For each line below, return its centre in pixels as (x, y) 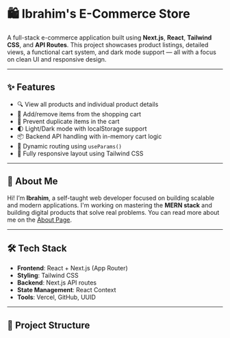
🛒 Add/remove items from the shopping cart (79, 114)
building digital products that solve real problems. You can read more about (113, 212)
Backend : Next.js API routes (57, 283)
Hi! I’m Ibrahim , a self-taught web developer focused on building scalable (111, 198)
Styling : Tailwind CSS (48, 276)
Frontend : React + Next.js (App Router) (72, 268)
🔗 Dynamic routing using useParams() (69, 146)
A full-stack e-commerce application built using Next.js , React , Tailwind (110, 37)
